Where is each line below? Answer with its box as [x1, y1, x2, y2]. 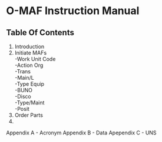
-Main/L [14, 75, 34, 81]
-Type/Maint [14, 99, 45, 106]
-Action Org [14, 62, 44, 69]
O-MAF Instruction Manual [6, 4, 140, 18]
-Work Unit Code [14, 56, 56, 62]
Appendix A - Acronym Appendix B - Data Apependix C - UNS [6, 129, 157, 136]
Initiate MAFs [14, 49, 47, 56]
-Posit [14, 106, 29, 112]
